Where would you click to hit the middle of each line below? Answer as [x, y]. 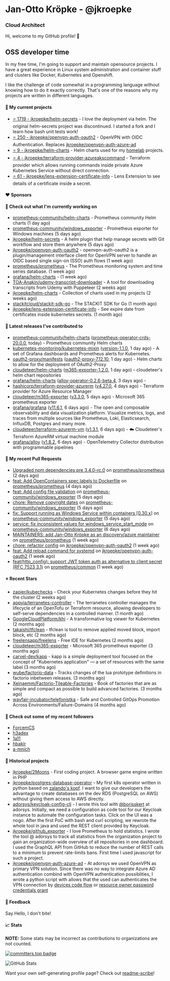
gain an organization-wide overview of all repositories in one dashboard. [88, 842]
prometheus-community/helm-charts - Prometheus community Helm [84, 218]
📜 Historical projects [27, 761]
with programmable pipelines [43, 447]
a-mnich [21, 749]
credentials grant [30, 890]
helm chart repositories [37, 375]
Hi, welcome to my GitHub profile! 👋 [42, 36]
